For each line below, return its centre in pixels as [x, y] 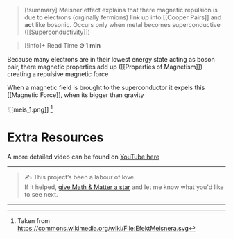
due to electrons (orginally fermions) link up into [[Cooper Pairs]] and [123, 17]
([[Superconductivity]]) [57, 32]
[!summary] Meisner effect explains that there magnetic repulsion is [121, 10]
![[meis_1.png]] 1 [30, 109]
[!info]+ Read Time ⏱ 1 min [62, 45]
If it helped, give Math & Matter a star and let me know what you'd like [124, 187]
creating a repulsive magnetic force [58, 74]
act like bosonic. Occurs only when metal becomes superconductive [122, 25]
